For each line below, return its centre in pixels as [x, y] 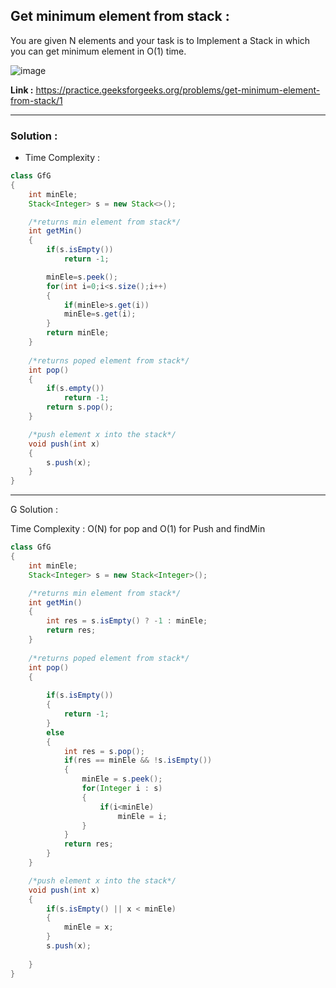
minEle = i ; [142, 816]
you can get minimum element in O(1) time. [98, 51]
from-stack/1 [36, 100]
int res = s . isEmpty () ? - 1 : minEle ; [127, 621]
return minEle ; [78, 333]
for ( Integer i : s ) [122, 789]
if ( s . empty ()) [75, 389]
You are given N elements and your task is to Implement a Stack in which [160, 40]
